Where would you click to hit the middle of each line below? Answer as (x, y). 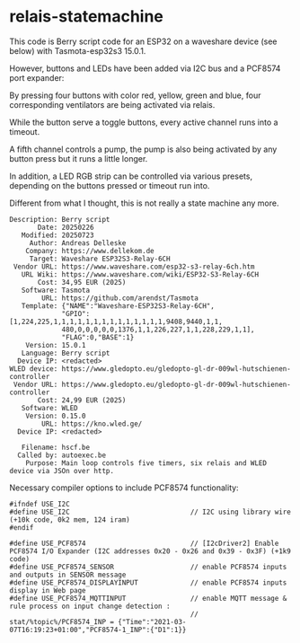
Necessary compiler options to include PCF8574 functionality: (124, 488)
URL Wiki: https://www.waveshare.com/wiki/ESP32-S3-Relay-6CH (140, 274)
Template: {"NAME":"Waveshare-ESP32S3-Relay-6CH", (118, 306)
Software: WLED (49, 408)
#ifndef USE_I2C (40, 504)
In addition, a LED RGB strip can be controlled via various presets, (131, 176)
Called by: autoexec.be (62, 455)
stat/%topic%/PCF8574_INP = (62, 621)
